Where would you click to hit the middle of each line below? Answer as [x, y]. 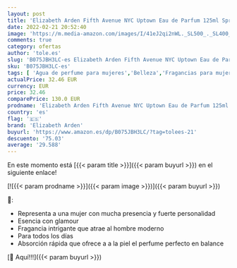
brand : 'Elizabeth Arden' [45, 125]
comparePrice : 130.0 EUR [44, 99]
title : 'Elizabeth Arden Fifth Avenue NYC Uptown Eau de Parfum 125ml [113, 20]
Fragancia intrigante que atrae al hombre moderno [91, 229]
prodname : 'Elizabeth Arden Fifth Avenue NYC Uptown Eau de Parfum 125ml [118, 106]
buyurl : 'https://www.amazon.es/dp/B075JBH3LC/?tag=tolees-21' [102, 132]
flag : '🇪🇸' [25, 118]
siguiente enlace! [32, 173]
